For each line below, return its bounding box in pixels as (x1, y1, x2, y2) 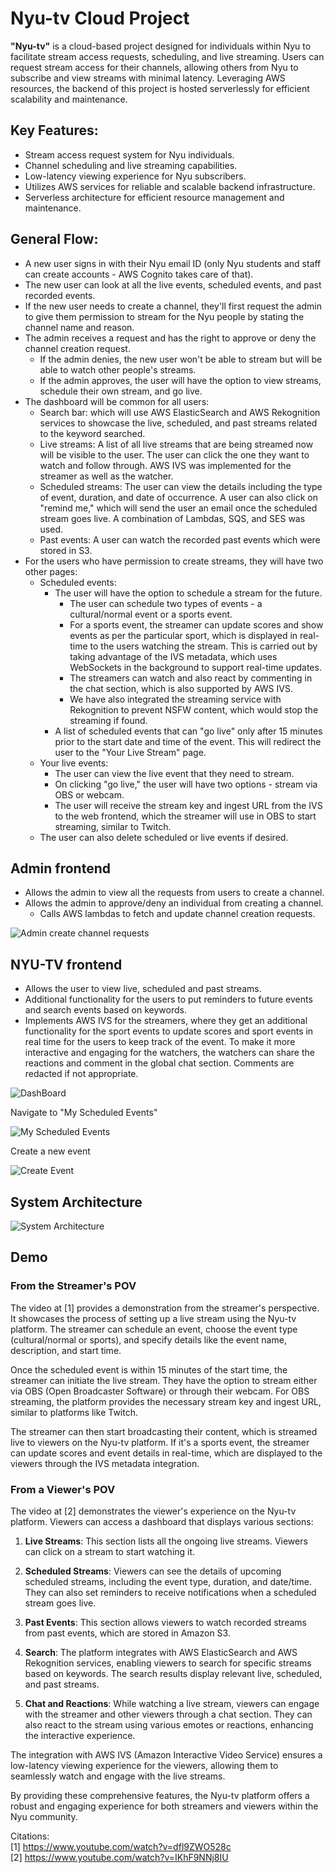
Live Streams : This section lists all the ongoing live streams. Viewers (24, 1535, 308, 1547)
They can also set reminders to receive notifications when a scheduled (24, 1586, 317, 1598)
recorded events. (24, 289, 96, 301)
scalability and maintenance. (10, 93, 128, 105)
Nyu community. (10, 1810, 78, 1822)
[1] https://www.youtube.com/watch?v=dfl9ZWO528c (10, 1840, 232, 1852)
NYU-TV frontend (10, 956, 123, 973)
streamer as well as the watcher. (39, 470, 174, 482)
